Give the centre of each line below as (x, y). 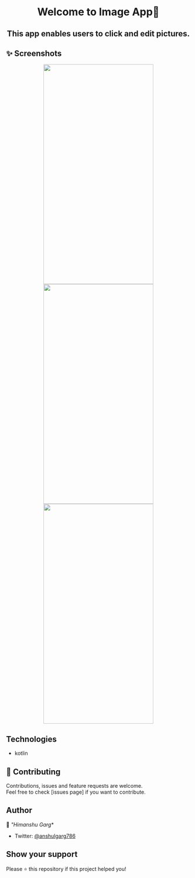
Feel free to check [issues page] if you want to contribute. (76, 792)
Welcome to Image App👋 (98, 12)
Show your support (42, 854)
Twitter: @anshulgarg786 (45, 836)
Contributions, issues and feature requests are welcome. (74, 786)
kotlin (21, 753)
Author (19, 810)
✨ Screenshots (34, 53)
